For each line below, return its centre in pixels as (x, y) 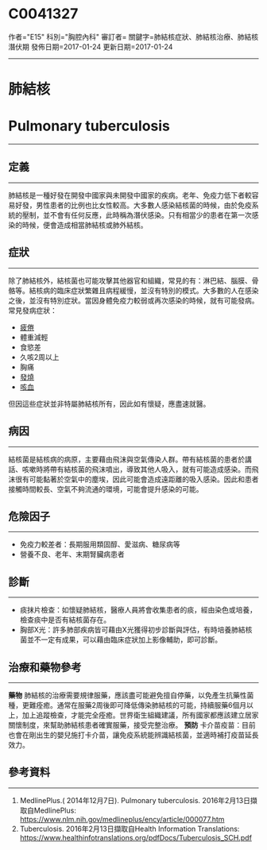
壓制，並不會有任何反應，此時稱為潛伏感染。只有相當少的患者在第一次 (137, 214)
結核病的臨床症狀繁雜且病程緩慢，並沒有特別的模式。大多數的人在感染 (144, 290)
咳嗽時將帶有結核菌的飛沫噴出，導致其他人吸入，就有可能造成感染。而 (137, 469)
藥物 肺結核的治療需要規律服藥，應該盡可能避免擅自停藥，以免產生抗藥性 (128, 695)
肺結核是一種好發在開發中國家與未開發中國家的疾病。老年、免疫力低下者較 (130, 195)
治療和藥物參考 (45, 667)
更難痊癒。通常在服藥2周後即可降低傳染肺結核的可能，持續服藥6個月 (134, 705)
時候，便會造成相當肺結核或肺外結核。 (85, 225)
